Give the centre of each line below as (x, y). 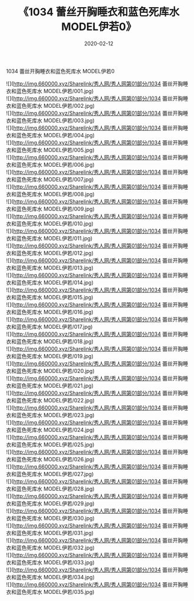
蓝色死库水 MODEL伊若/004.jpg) (56, 135)
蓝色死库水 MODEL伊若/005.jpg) (56, 150)
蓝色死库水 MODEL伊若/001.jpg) (55, 91)
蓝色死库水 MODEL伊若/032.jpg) (56, 547)
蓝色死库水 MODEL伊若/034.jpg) (56, 577)
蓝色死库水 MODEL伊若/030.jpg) (56, 518)
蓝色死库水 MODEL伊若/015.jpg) (55, 297)
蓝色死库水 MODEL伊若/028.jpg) (56, 488)
